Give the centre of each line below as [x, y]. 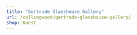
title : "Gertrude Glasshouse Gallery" [55, 12]
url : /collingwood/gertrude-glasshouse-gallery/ [69, 17]
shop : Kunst [21, 23]
